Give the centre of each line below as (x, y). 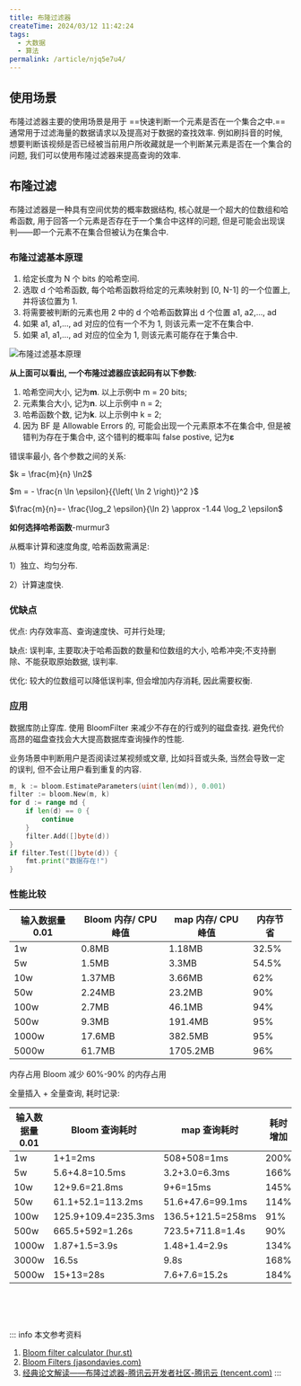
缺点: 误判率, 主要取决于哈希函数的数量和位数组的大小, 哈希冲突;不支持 (139, 650)
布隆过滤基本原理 (46, 257)
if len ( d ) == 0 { (58, 811)
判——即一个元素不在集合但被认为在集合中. (89, 232)
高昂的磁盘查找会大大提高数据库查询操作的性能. (97, 738)
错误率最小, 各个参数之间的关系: (68, 455)
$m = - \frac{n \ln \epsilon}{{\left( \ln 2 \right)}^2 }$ (104, 491)
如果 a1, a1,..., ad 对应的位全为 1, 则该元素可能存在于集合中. (130, 334)
